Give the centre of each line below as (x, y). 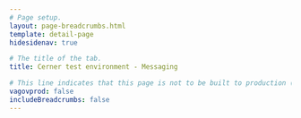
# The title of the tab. (56, 59)
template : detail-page (52, 34)
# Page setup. (36, 17)
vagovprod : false (42, 91)
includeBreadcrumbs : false (60, 99)
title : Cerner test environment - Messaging (94, 67)
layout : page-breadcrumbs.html (68, 26)
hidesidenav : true (43, 42)
